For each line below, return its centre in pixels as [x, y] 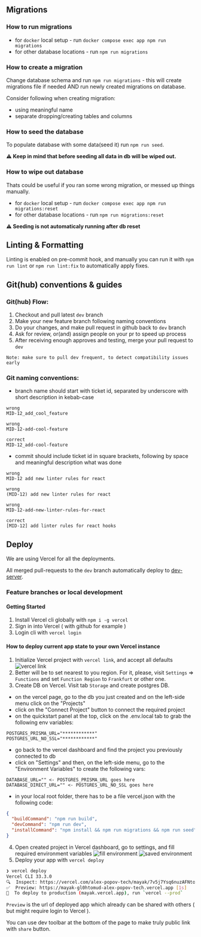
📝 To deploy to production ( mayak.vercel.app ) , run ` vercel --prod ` [95, 893]
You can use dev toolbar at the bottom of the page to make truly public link [98, 923]
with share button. [28, 929]
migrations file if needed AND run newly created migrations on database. [96, 86]
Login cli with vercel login [48, 632]
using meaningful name [44, 110]
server [14, 577]
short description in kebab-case [54, 397]
